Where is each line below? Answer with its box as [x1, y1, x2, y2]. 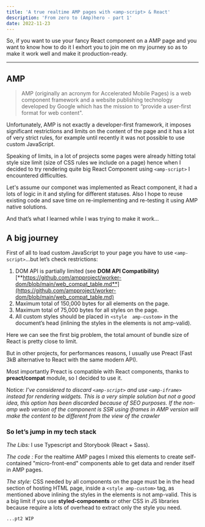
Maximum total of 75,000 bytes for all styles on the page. [15, 306, 159, 314]
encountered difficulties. [6, 172, 68, 179]
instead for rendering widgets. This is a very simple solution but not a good [6, 392, 196, 400]
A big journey [6, 233, 59, 243]
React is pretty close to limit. [6, 337, 78, 345]
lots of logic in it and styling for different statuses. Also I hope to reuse [6, 190, 183, 197]
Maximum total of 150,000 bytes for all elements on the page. [15, 300, 170, 307]
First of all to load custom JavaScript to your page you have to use [6, 249, 173, 256]
